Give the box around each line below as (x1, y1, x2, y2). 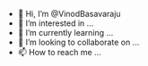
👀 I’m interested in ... (17, 18, 94, 29)
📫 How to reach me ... (17, 47, 101, 57)
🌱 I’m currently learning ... (17, 28, 114, 37)
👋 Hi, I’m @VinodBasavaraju (17, 9, 121, 19)
